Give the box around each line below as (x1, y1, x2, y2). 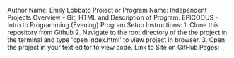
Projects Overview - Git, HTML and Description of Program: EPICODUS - (7, 13, 218, 22)
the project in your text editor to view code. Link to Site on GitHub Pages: (7, 43, 220, 51)
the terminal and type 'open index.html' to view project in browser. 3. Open (7, 36, 226, 44)
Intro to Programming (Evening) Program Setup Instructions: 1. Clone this (7, 21, 219, 29)
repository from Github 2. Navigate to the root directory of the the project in (7, 28, 228, 36)
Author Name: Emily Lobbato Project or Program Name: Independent (7, 6, 207, 14)
